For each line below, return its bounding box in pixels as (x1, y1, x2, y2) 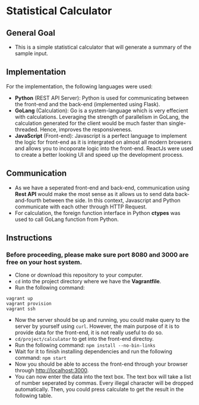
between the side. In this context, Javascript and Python (42, 197, 181, 204)
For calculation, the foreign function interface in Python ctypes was (14, 209, 181, 216)
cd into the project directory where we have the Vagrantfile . (14, 278, 162, 285)
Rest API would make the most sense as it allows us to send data (14, 190, 174, 197)
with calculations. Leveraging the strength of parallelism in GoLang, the (14, 113, 189, 120)
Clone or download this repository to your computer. (14, 271, 143, 279)
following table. (14, 392, 53, 399)
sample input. (14, 50, 49, 57)
